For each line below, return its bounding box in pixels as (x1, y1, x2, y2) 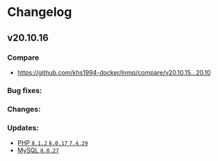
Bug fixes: (7, 85, 42, 95)
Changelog (7, 4, 72, 20)
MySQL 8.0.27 (17, 146, 59, 155)
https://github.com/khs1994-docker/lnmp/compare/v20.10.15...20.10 (17, 68, 211, 76)
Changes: (7, 104, 41, 114)
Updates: (7, 123, 40, 133)
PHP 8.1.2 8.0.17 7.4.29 (17, 139, 88, 147)
